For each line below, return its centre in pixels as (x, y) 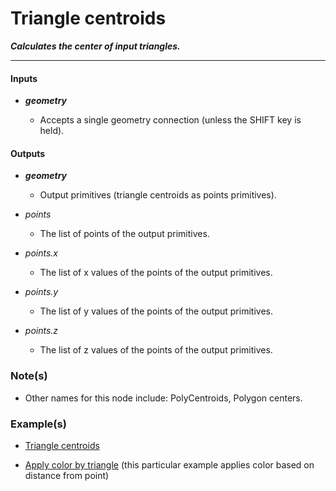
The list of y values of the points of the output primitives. (156, 311)
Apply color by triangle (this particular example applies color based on (169, 464)
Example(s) (38, 424)
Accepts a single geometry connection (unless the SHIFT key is (170, 120)
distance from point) (67, 475)
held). (52, 131)
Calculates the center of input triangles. (95, 46)
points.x (41, 253)
